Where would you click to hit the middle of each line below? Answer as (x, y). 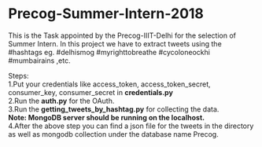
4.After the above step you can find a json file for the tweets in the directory (131, 126)
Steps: (18, 75)
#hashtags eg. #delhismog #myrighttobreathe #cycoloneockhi (109, 52)
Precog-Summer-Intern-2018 (106, 14)
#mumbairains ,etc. (39, 61)
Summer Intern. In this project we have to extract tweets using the (115, 43)
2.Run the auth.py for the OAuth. (61, 101)
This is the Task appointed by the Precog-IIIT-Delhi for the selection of (122, 35)
